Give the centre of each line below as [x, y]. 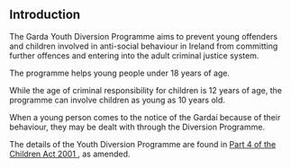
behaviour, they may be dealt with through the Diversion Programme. [137, 127]
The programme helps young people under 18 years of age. [120, 73]
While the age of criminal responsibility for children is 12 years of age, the [145, 90]
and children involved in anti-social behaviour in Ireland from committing [144, 46]
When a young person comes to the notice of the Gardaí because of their [145, 117]
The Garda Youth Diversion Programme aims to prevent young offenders [144, 36]
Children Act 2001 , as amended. [70, 154]
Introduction [45, 15]
